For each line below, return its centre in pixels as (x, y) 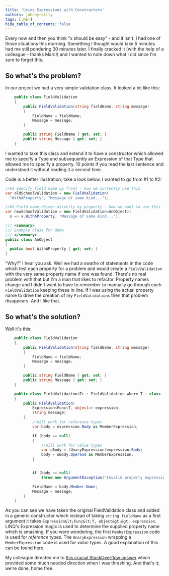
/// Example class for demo (35, 230)
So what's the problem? (43, 75)
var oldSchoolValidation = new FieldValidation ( (57, 193)
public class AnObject (29, 240)
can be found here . (25, 548)
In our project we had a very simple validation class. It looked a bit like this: (83, 88)
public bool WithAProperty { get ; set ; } (54, 249)
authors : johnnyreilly (29, 15)
